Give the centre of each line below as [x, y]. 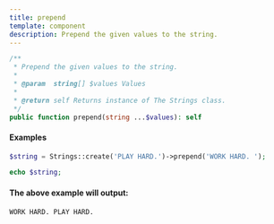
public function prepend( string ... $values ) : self [106, 117]
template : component [48, 26]
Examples [28, 137]
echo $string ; [36, 172]
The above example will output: [69, 193]
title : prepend [38, 17]
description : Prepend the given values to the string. [114, 34]
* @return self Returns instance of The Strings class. [120, 100]
